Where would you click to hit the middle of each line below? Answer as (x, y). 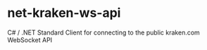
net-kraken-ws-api (64, 13)
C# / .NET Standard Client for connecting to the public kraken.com (104, 32)
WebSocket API (30, 39)
